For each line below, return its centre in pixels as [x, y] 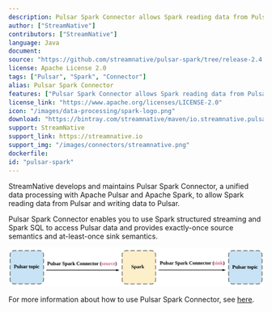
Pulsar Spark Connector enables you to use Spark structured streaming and [135, 219]
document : [25, 51]
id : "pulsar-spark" [41, 162]
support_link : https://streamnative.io [76, 137]
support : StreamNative [47, 128]
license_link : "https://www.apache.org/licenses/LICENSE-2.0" [115, 102]
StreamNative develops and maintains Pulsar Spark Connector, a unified [129, 186]
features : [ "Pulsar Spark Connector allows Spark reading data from [126, 94]
